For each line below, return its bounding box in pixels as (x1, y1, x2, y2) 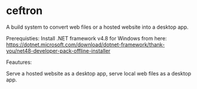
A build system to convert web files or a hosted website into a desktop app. (6, 23, 189, 30)
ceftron (6, 4, 43, 18)
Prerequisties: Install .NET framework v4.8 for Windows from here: (6, 35, 167, 42)
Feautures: (6, 59, 32, 66)
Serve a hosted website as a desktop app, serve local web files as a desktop (6, 70, 192, 77)
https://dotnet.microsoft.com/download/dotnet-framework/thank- (6, 41, 165, 48)
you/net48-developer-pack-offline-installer (6, 47, 111, 54)
